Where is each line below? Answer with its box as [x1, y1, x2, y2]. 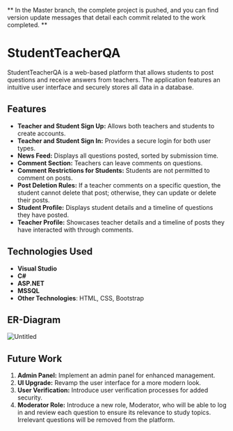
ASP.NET [17, 279, 45, 287]
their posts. [17, 195, 50, 204]
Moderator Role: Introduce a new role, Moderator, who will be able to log [17, 401, 227, 409]
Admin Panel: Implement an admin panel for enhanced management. [17, 371, 216, 379]
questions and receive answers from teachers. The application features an [7, 75, 220, 84]
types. [17, 144, 36, 152]
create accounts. [17, 129, 66, 137]
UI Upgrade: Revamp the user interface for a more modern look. [17, 379, 202, 387]
